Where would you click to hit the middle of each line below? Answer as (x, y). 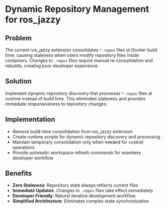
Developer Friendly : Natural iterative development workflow (74, 196)
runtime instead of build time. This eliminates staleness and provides (75, 98)
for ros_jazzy (33, 20)
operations (23, 147)
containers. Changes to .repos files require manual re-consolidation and (79, 60)
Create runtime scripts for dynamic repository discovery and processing (86, 137)
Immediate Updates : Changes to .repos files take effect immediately (83, 191)
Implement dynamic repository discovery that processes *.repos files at (79, 93)
